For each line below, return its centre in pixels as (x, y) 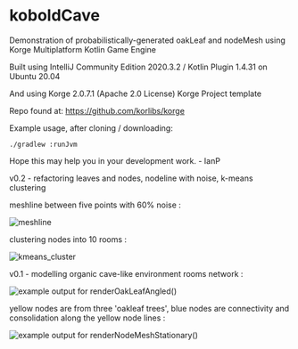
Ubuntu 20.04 (35, 76)
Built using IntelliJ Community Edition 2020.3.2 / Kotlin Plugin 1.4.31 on (138, 67)
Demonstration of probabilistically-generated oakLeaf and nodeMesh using (147, 40)
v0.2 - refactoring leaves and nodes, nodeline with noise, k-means (131, 178)
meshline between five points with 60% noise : (95, 205)
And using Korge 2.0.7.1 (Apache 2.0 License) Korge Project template (136, 93)
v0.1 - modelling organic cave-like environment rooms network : (126, 273)
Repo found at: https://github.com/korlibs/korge (97, 110)
